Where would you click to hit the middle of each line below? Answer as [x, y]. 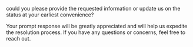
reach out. [19, 38]
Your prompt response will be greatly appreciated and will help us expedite [97, 26]
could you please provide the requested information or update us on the [93, 9]
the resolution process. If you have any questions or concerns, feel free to [96, 32]
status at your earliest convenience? [50, 15]
